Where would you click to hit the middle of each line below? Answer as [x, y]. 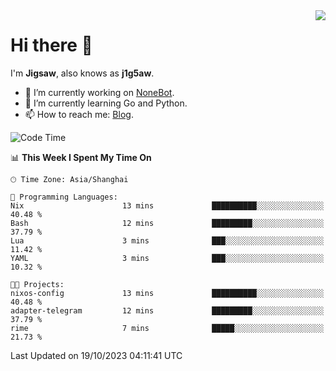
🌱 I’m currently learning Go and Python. [106, 103]
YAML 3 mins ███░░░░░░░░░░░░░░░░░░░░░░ [167, 258]
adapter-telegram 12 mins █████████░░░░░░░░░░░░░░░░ [167, 310]
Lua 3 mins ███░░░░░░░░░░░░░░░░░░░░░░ [167, 240]
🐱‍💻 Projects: [37, 284]
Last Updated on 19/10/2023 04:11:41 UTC [96, 355]
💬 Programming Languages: [64, 197]
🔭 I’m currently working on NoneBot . [99, 92]
